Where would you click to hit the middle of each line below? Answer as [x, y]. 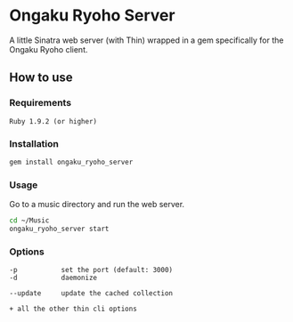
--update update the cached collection [91, 294]
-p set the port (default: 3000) [91, 270]
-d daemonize [53, 278]
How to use [41, 78]
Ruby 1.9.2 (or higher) [53, 121]
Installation [34, 143]
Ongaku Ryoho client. [49, 49]
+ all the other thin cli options [73, 309]
